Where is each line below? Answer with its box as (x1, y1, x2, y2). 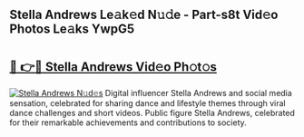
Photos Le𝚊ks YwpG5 (9, 22, 135, 37)
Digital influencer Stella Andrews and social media (104, 88, 292, 98)
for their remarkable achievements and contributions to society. (9, 117, 247, 128)
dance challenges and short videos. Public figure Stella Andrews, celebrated (9, 108, 295, 118)
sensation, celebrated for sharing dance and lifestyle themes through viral (9, 98, 286, 108)
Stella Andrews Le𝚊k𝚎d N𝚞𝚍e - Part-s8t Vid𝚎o (9, 7, 279, 23)
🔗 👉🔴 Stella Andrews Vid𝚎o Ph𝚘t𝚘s (9, 59, 218, 74)
